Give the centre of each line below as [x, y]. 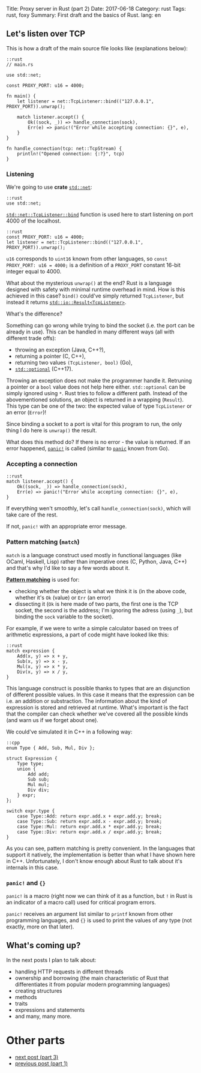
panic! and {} [26, 883]
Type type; [31, 764]
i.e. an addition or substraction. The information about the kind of [87, 701]
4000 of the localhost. [34, 221]
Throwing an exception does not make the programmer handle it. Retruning [99, 381]
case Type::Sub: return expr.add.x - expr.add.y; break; [90, 821]
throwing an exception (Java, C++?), [60, 350]
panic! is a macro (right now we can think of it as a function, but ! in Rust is [100, 896]
